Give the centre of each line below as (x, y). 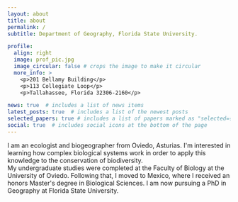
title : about (27, 21)
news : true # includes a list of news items (75, 106)
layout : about (28, 14)
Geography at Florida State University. (63, 190)
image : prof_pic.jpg (44, 60)
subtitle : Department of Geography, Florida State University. (103, 34)
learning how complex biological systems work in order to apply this (107, 152)
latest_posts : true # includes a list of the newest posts (98, 112)
